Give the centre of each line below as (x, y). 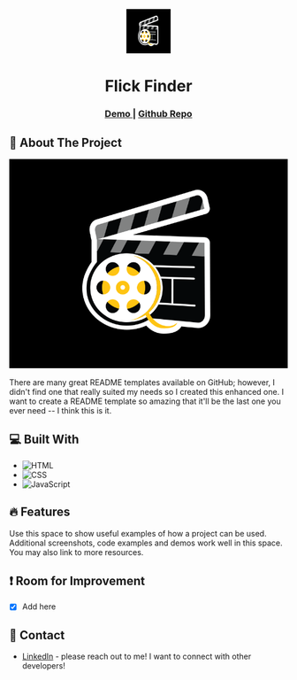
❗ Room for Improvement (77, 580)
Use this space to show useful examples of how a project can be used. (138, 533)
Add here (39, 607)
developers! (44, 666)
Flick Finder (148, 86)
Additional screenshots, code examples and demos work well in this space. (146, 543)
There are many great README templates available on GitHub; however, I (142, 382)
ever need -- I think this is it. (61, 410)
